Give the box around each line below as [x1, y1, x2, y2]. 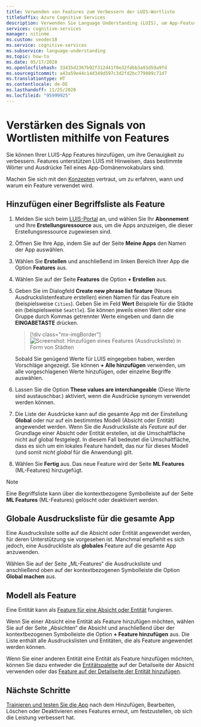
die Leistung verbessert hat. [6, 714, 76, 721]
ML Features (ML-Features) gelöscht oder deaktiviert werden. [6, 496, 159, 503]
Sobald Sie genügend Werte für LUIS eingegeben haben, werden [14, 355, 175, 362]
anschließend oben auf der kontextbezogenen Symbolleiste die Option [6, 567, 180, 574]
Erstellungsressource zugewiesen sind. [14, 228, 112, 235]
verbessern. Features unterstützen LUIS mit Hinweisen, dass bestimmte [6, 157, 183, 164]
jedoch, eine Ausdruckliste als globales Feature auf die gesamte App [6, 542, 176, 549]
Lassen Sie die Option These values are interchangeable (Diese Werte [14, 385, 190, 393]
